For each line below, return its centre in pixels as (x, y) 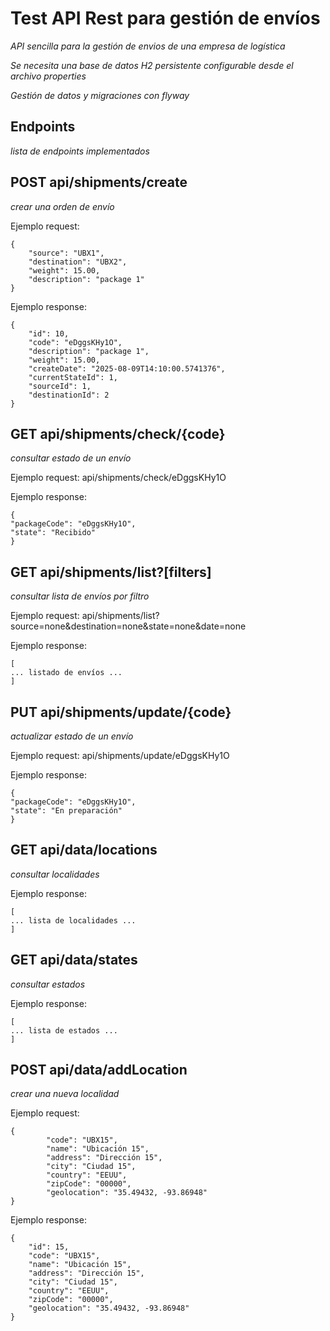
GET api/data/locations (84, 850)
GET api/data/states (74, 960)
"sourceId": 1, (60, 386)
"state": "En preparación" (66, 811)
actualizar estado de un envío (72, 736)
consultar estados (48, 984)
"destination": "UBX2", (78, 262)
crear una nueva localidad (65, 1094)
